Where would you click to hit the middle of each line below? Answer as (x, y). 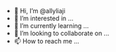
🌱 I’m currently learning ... (51, 26)
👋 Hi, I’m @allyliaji (39, 11)
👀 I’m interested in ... (44, 18)
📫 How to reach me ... (46, 41)
